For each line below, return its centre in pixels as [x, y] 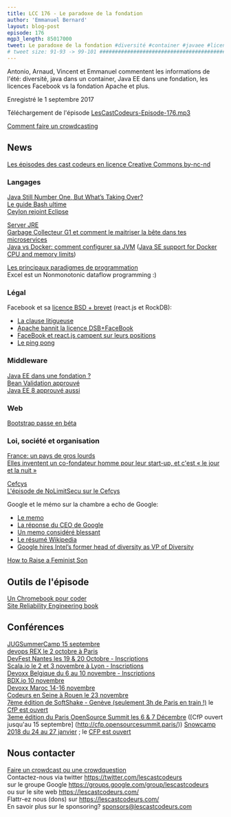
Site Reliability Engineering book [53, 605]
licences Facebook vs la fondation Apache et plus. [78, 86]
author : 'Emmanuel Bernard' [47, 20]
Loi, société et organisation [53, 441]
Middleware [27, 360]
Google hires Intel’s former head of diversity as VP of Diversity [105, 547]
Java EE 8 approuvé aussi [44, 390]
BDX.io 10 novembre [36, 680]
